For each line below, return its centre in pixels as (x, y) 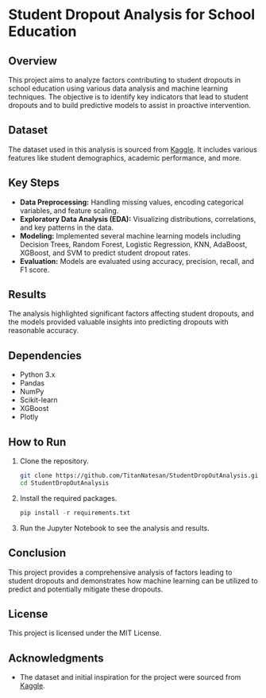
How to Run (37, 442)
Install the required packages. (68, 498)
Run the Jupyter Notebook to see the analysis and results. (115, 528)
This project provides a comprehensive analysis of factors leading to (120, 572)
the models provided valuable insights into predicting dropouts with (118, 322)
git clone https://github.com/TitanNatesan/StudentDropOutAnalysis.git (141, 476)
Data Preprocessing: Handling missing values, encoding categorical (131, 202)
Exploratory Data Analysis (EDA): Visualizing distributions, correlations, (138, 219)
